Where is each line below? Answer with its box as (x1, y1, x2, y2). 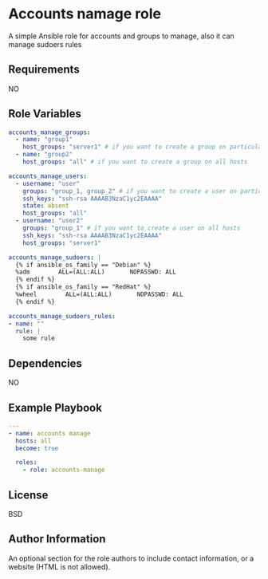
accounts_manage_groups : (8, 128, 91, 136)
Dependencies (8, 356, 82, 370)
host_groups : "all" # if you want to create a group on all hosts (22, 158, 248, 166)
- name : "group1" (15, 136, 73, 144)
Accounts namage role (8, 5, 162, 23)
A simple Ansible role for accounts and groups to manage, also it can (8, 31, 235, 41)
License (8, 488, 49, 502)
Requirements (8, 63, 80, 77)
